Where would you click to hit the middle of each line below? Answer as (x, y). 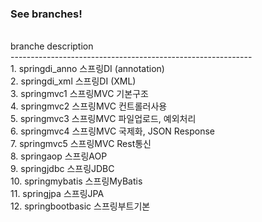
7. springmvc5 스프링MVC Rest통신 (81, 144)
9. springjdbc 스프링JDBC (62, 169)
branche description (52, 46)
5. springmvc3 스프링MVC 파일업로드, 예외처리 (103, 119)
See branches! (46, 14)
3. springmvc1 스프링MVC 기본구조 (79, 94)
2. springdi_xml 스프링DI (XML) (73, 81)
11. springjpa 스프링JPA (57, 194)
